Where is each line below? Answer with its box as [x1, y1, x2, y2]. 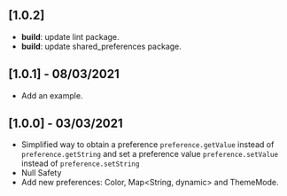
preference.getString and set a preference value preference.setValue [20, 149, 279, 160]
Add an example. [20, 90, 83, 101]
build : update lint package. [20, 31, 120, 42]
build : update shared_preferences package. [20, 41, 182, 51]
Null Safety [20, 168, 62, 178]
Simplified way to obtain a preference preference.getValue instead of [20, 139, 275, 150]
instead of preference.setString [20, 158, 140, 169]
